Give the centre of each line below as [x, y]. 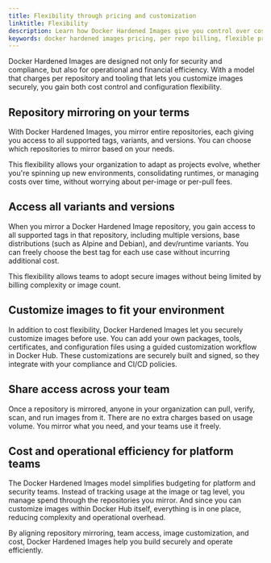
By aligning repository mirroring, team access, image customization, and [129, 533]
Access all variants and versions [92, 207]
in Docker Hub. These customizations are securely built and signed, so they [134, 355]
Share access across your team [89, 389]
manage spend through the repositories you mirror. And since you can [125, 500]
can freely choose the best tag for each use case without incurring [119, 252]
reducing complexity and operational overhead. [87, 518]
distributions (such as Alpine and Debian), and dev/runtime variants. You [129, 244]
